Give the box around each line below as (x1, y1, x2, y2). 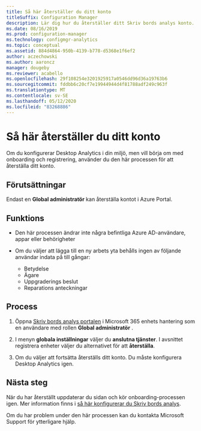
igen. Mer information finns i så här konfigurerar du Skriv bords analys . (6, 400, 181, 407)
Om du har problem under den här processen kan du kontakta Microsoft (6, 411, 184, 418)
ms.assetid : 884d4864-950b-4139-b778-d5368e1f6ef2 (6, 48, 136, 54)
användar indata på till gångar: (14, 254, 91, 261)
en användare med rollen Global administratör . (14, 324, 134, 331)
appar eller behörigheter (14, 236, 76, 243)
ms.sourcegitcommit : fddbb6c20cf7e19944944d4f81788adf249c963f (6, 82, 168, 88)
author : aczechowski (6, 53, 58, 60)
